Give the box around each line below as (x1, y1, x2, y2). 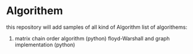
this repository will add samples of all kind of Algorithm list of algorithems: (6, 23, 188, 31)
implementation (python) (14, 41, 75, 48)
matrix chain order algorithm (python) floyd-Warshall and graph (14, 35, 170, 42)
